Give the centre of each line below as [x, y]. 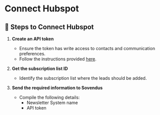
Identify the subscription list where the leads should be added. [83, 78]
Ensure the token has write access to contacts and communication [87, 48]
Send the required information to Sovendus [57, 88]
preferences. [32, 54]
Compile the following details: [50, 97]
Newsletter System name [52, 103]
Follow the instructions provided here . [58, 59]
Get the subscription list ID [40, 68]
